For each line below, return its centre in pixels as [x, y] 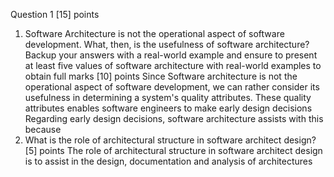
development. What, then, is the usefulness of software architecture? [167, 44]
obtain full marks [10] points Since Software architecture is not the [161, 76]
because [43, 129]
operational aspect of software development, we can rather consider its [172, 87]
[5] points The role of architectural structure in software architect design [173, 150]
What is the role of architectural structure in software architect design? [170, 140]
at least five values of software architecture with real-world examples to [173, 65]
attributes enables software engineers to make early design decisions [168, 108]
